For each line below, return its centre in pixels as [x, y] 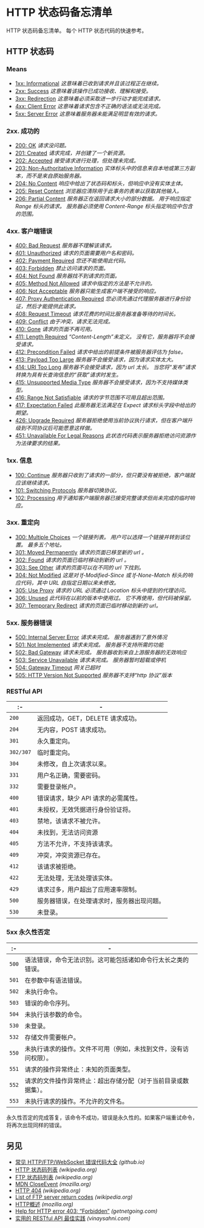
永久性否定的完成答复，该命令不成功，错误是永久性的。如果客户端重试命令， [102, 1117]
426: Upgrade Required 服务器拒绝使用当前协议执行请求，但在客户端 [101, 420]
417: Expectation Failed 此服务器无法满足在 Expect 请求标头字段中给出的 [105, 405]
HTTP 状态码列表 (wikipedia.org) [56, 1170]
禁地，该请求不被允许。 [71, 821]
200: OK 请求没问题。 [42, 145]
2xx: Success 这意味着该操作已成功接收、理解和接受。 [83, 91]
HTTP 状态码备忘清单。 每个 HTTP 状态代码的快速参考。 [77, 30]
